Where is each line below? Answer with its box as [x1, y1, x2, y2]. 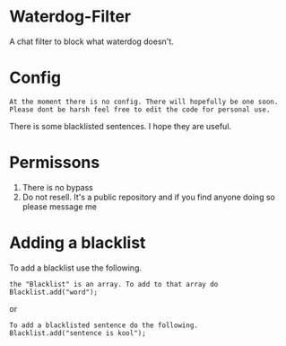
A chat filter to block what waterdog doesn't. [9, 36, 175, 47]
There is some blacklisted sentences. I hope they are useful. [9, 120, 231, 131]
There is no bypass [22, 182, 94, 192]
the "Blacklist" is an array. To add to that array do [9, 279, 219, 288]
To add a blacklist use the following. [9, 262, 142, 273]
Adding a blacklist [9, 233, 146, 253]
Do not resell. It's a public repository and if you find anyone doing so [22, 191, 275, 202]
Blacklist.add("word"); [9, 288, 99, 297]
